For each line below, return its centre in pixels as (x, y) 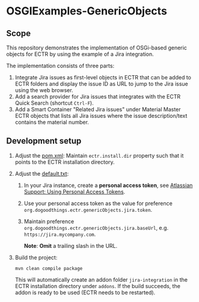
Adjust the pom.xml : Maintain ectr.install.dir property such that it (99, 155)
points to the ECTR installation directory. (65, 162)
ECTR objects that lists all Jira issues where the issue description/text (101, 116)
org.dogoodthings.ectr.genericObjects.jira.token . (88, 209)
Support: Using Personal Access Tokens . (75, 191)
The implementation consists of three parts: (60, 66)
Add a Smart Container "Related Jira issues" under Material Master (98, 109)
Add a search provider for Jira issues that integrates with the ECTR (98, 97)
